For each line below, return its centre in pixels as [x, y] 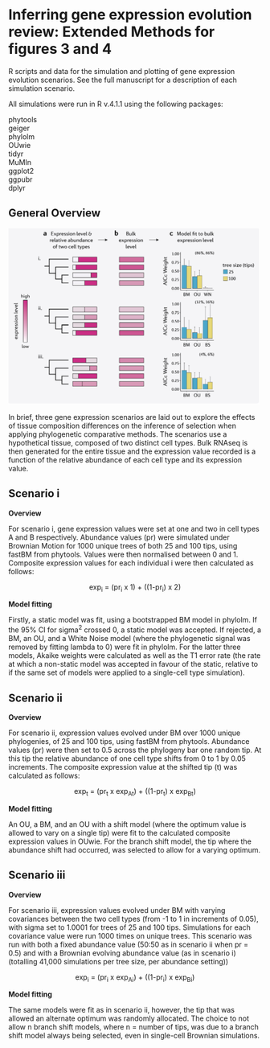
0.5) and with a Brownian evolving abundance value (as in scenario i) [123, 953]
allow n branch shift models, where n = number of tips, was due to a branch [134, 1027]
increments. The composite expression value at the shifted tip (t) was [123, 766]
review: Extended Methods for [112, 32]
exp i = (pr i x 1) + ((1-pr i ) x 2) [135, 588]
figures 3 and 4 [60, 49]
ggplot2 [21, 171]
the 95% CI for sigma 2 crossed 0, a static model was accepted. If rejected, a [135, 629]
